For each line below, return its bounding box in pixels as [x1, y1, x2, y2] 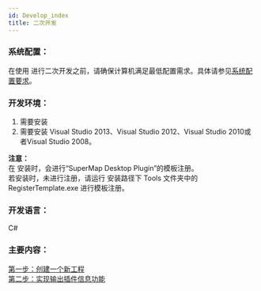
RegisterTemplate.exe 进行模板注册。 [8, 183, 129, 193]
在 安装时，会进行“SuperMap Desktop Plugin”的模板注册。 [8, 164, 199, 173]
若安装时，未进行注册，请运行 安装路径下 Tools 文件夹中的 [8, 173, 199, 183]
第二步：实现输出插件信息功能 [8, 274, 105, 283]
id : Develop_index [8, 11, 69, 20]
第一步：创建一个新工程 [8, 264, 85, 274]
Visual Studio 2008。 [26, 137, 96, 146]
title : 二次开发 [8, 19, 57, 27]
